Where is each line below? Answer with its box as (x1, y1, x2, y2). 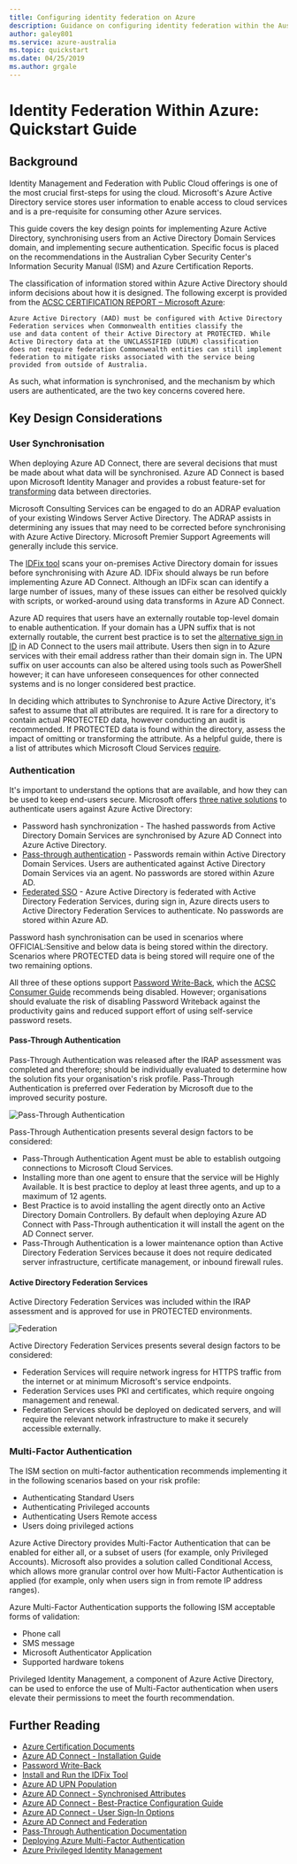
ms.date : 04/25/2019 (9, 54, 86, 63)
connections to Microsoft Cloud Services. (21, 1163, 174, 1174)
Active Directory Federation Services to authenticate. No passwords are (21, 905, 285, 916)
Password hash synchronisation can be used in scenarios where (9, 931, 244, 943)
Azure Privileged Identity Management (21, 1845, 163, 1855)
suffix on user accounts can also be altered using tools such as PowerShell (9, 659, 283, 670)
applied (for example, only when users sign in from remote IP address (9, 1575, 263, 1585)
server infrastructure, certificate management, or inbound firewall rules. (21, 1257, 284, 1267)
